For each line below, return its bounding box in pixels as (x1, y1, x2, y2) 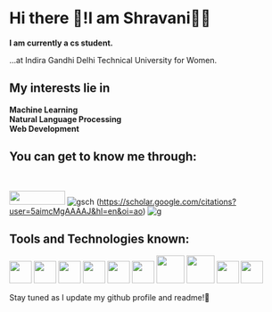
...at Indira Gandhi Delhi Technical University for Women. (9, 54, 218, 65)
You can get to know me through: (9, 149, 198, 164)
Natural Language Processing (9, 113, 122, 124)
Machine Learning (9, 104, 78, 115)
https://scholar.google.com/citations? (99, 196, 236, 207)
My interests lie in (9, 80, 111, 96)
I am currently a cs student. (9, 37, 113, 48)
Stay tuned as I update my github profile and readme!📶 (9, 292, 210, 303)
